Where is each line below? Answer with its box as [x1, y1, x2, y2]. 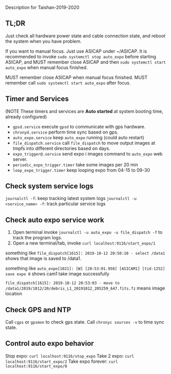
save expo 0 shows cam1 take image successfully [5, 271, 110, 277]
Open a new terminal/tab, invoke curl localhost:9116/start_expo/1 [12, 240, 156, 246]
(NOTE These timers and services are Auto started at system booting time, [5, 108, 163, 114]
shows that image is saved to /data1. [5, 255, 82, 261]
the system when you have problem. [5, 38, 82, 44]
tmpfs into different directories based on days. [12, 145, 111, 151]
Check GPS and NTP [5, 305, 71, 314]
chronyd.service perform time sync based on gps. [12, 129, 118, 135]
